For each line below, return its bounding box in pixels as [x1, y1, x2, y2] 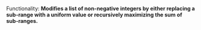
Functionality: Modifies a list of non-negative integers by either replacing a [6, 5, 195, 12]
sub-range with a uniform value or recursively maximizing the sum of [6, 11, 182, 18]
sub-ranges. [6, 18, 38, 24]
